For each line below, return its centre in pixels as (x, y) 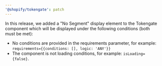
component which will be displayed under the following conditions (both (78, 28)
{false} (20, 59)
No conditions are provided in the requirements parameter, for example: (84, 43)
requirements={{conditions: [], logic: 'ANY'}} (61, 49)
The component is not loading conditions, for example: (67, 53)
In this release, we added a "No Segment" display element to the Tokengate (81, 23)
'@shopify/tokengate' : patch (35, 9)
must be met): (19, 33)
